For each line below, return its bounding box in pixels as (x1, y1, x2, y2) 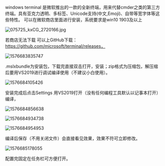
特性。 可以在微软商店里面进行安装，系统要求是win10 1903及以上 (9, 17, 143, 22)
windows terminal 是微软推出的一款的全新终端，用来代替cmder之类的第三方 (5, 4, 161, 10)
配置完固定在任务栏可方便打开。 (5, 156, 71, 162)
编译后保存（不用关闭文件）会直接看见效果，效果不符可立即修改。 (5, 136, 140, 141)
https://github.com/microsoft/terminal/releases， (5, 43, 106, 49)
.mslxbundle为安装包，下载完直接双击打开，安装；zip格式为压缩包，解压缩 (5, 64, 158, 69)
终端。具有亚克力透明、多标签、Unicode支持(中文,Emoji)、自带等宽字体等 (5, 10, 156, 16)
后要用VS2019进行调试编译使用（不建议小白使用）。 (5, 70, 110, 76)
